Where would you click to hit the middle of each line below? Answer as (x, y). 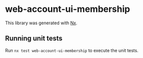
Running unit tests (34, 38)
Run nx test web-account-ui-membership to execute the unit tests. (72, 50)
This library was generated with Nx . (41, 23)
